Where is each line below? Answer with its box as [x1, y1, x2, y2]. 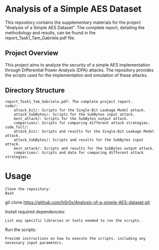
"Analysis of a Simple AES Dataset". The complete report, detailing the [5, 24, 145, 30]
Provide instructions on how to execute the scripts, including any [5, 236, 146, 241]
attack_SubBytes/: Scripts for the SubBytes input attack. [14, 112, 135, 117]
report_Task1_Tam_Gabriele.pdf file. [5, 35, 75, 41]
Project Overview [5, 49, 58, 57]
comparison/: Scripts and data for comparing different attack [14, 150, 144, 155]
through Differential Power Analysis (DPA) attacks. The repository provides [5, 67, 154, 73]
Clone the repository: [5, 186, 51, 191]
